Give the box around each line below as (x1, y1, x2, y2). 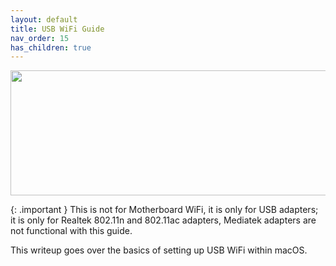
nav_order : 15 (10, 33, 70, 43)
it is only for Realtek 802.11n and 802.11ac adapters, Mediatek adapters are (10, 214, 317, 226)
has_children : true (10, 42, 92, 53)
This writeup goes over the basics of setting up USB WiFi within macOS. (10, 244, 308, 256)
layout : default (10, 14, 78, 25)
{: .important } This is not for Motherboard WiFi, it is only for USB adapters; (10, 204, 319, 216)
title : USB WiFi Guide (10, 24, 105, 34)
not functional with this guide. (10, 225, 133, 237)
